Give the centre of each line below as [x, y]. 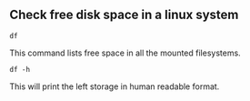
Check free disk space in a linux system [124, 15]
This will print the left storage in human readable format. [115, 86]
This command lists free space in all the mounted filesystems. [125, 53]
